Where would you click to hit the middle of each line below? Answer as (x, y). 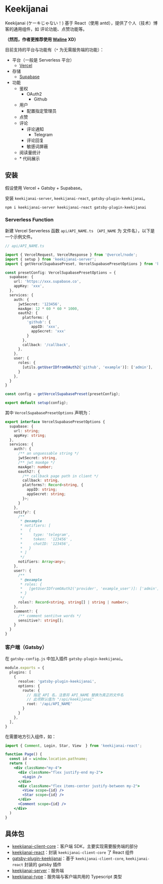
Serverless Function (29, 219)
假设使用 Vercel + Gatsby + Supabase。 (45, 188)
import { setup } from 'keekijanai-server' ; (51, 259)
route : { (31, 690)
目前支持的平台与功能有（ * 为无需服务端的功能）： (55, 49)
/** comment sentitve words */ (49, 616)
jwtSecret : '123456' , (40, 304)
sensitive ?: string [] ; (41, 620)
